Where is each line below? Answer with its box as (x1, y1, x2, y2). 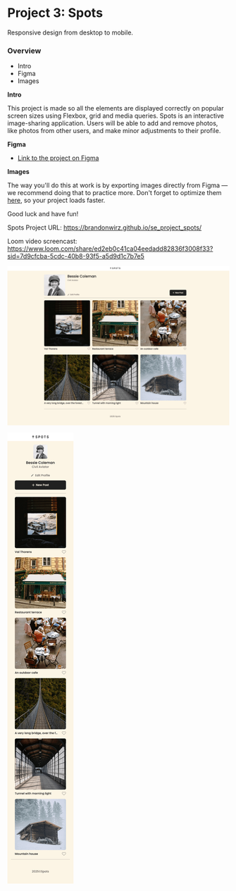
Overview (7, 46, 42, 56)
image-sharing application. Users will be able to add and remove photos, (7, 119, 218, 127)
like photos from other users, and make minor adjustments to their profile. (7, 127, 221, 135)
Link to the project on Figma (17, 154, 99, 163)
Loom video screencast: (7, 237, 77, 246)
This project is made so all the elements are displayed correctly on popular (7, 104, 224, 113)
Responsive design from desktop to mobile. (7, 28, 134, 37)
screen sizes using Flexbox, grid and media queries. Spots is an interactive (7, 111, 224, 120)
